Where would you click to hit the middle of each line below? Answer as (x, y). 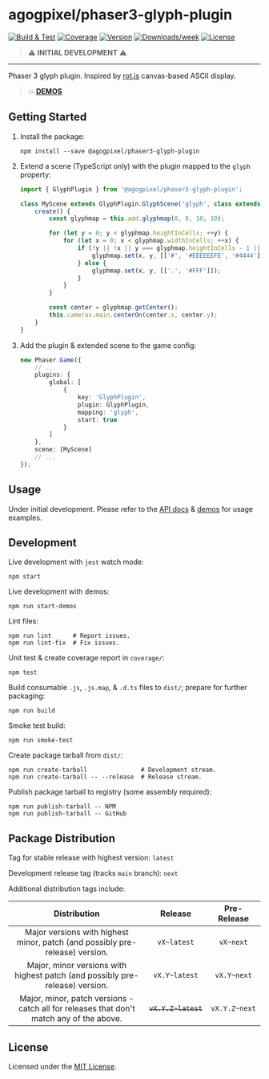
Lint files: (23, 621)
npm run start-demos (43, 607)
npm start (25, 577)
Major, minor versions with (76, 966)
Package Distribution (62, 838)
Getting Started (48, 117)
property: (35, 174)
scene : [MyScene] (63, 450)
